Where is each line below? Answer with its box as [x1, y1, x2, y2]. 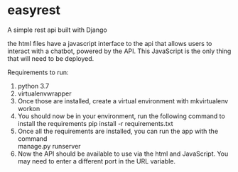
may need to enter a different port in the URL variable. [17, 156, 176, 165]
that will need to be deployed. [7, 54, 94, 62]
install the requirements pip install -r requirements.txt [17, 119, 173, 127]
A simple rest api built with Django [7, 25, 108, 34]
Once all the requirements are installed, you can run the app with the [17, 127, 219, 135]
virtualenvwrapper [17, 89, 72, 98]
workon [17, 104, 40, 113]
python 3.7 [17, 81, 50, 90]
